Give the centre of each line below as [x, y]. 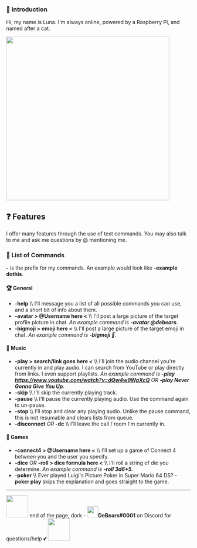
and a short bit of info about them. [56, 310]
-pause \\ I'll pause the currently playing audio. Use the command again [101, 398]
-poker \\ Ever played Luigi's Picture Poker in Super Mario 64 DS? [94, 476]
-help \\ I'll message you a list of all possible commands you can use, [98, 303]
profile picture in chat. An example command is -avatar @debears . [96, 322]
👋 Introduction [27, 9]
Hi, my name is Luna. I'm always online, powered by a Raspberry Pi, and [93, 22]
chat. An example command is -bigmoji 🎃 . [65, 334]
